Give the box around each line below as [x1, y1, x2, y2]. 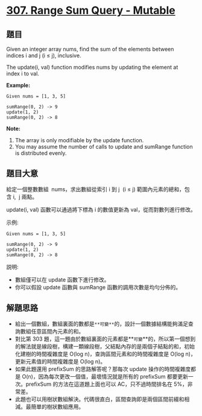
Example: [6, 82, 31, 89]
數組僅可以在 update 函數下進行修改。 [14, 276, 110, 283]
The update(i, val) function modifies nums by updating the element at [6, 64, 178, 71]
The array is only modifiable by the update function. [14, 137, 144, 143]
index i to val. [6, 70, 39, 77]
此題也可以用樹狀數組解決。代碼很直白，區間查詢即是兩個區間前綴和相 [14, 396, 190, 403]
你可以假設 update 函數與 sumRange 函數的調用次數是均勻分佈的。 [14, 283, 181, 291]
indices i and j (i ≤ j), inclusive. [6, 52, 81, 59]
